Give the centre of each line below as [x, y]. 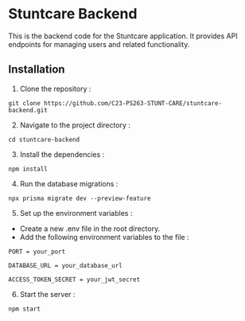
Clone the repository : [55, 88]
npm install [28, 169]
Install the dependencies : [62, 154]
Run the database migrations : [69, 183]
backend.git [28, 110]
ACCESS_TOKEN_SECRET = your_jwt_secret [74, 280]
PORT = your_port [37, 252]
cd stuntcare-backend [44, 139]
